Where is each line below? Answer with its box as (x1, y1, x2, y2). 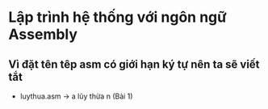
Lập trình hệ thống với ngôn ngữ (8, 8, 228, 27)
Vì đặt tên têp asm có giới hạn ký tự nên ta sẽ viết (8, 57, 260, 71)
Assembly (8, 25, 78, 44)
